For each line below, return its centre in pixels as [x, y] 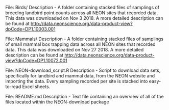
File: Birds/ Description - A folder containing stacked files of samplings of [82, 7]
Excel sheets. [36, 87]
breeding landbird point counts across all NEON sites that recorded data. [82, 13]
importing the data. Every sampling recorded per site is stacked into [77, 81]
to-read [13, 87]
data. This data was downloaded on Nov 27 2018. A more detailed [75, 50]
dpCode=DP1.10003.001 [30, 29]
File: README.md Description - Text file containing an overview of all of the [85, 97]
